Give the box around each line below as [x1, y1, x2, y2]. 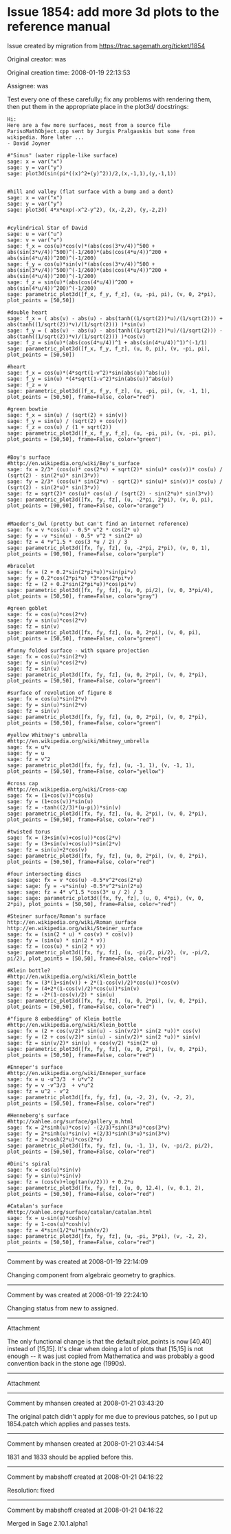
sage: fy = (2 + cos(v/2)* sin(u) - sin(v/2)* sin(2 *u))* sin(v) [7, 1033, 201, 1041]
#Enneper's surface [7, 1063, 63, 1070]
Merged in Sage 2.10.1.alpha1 [7, 1519, 88, 1527]
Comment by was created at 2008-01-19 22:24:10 [7, 1290, 148, 1299]
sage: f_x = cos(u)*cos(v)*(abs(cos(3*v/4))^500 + [7, 242, 155, 249]
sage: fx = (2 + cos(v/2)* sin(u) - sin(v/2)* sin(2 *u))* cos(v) [7, 1027, 201, 1034]
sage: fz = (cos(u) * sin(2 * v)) [7, 943, 107, 950]
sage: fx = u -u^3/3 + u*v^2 [7, 1076, 94, 1083]
